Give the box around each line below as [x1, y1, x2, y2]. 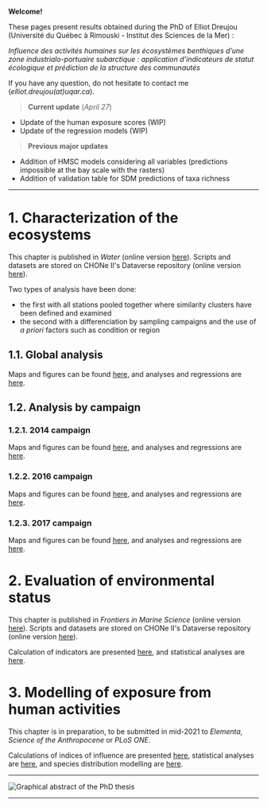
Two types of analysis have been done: [8, 284, 137, 293]
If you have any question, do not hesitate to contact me [8, 79, 189, 87]
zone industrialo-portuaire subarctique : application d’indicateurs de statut [8, 55, 254, 64]
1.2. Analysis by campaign [8, 401, 141, 414]
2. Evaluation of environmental [8, 572, 215, 590]
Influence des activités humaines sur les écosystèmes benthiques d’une [8, 46, 245, 55]
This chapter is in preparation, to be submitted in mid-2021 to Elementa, [8, 727, 243, 736]
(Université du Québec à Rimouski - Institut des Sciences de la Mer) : [8, 31, 234, 40]
